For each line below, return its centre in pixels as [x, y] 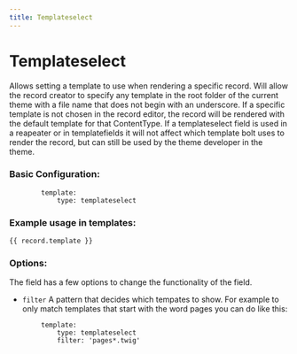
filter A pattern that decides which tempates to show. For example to [150, 300]
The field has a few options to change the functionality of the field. [131, 282]
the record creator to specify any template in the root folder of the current [144, 95]
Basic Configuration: [55, 174]
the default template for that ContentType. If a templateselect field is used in [148, 123]
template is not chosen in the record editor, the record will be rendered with [147, 114]
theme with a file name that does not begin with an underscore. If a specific [147, 104]
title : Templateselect [51, 17]
